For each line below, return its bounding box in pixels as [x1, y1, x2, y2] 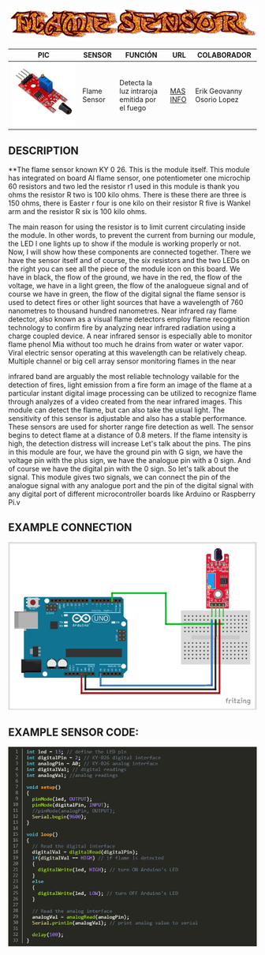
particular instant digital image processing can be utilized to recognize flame [8, 389, 257, 398]
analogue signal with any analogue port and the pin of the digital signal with [8, 481, 254, 491]
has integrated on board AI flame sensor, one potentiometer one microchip [8, 173, 251, 183]
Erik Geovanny [195, 86, 243, 96]
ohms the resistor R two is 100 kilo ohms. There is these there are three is [8, 190, 247, 200]
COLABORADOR [196, 51, 252, 60]
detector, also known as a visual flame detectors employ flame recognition [8, 314, 250, 324]
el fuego [119, 103, 147, 112]
